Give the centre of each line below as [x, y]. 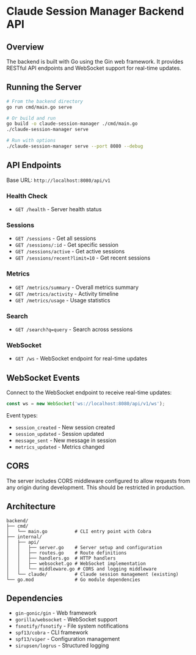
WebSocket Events [43, 378]
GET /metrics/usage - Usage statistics [63, 300]
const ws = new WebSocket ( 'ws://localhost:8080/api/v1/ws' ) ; [86, 404]
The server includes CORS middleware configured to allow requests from [98, 481]
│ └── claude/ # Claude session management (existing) [93, 574]
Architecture [31, 507]
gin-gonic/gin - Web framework [56, 613]
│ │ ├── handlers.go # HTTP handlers [61, 558]
